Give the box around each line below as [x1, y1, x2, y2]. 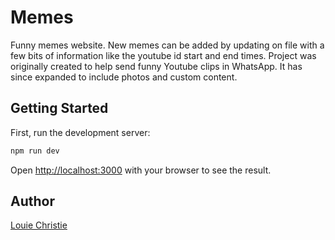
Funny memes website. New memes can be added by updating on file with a [10, 39, 325, 51]
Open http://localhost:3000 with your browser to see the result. [10, 164, 272, 176]
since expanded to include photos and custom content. [10, 71, 238, 83]
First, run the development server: [10, 126, 151, 138]
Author [10, 193, 55, 210]
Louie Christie [10, 219, 68, 231]
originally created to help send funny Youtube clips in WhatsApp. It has [10, 60, 303, 72]
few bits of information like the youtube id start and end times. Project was [10, 49, 317, 61]
